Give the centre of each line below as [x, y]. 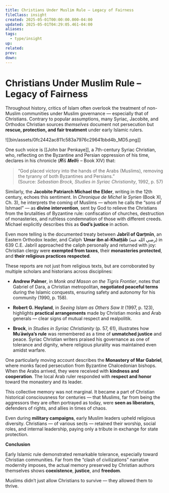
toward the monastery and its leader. [44, 382]
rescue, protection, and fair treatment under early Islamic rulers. [74, 130]
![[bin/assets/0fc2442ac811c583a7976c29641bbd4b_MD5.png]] [73, 140]
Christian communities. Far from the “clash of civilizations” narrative [77, 460]
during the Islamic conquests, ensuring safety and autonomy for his [84, 292]
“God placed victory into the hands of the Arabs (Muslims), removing [90, 171]
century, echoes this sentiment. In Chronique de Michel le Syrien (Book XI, [84, 197]
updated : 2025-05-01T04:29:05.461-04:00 [49, 24]
